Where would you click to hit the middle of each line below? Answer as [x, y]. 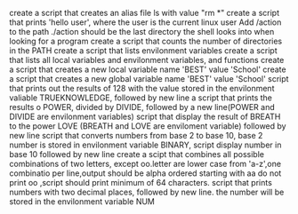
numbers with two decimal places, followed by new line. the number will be [147, 192]
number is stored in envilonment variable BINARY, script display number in [145, 145]
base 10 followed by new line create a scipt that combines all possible [137, 154]
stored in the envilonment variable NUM [82, 202]
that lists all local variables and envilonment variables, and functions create [147, 60]
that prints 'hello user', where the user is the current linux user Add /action [145, 22]
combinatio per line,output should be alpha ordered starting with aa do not [145, 173]
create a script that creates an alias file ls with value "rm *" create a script [145, 13]
